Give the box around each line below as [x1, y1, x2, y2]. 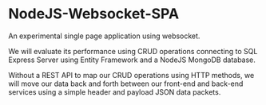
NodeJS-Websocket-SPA [8, 5, 180, 23]
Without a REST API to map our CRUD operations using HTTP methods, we [8, 70, 255, 80]
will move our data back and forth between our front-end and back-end [8, 79, 244, 88]
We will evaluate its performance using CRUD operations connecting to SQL [8, 46, 258, 56]
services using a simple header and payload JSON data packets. [8, 87, 221, 96]
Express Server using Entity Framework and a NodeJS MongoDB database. [8, 55, 256, 64]
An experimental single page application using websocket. [8, 31, 200, 41]
